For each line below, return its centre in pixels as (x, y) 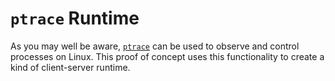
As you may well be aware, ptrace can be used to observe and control (155, 46)
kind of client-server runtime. (70, 67)
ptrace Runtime (75, 18)
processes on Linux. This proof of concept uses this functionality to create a (167, 56)
